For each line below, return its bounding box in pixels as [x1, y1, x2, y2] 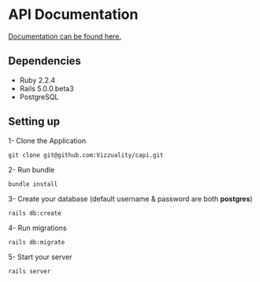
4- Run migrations [8, 223, 67, 232]
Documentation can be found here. [8, 32, 122, 41]
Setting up [8, 115, 61, 128]
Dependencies [8, 54, 81, 68]
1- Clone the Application [8, 135, 87, 145]
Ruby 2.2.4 [19, 75, 56, 84]
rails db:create [8, 209, 61, 217]
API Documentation [8, 6, 139, 24]
